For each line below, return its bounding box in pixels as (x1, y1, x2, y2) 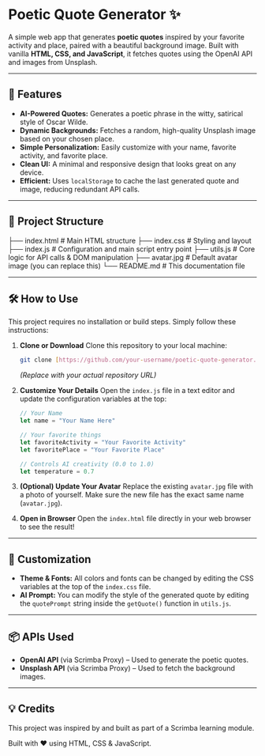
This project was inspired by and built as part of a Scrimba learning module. (8, 723, 255, 732)
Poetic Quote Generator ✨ (8, 6, 181, 24)
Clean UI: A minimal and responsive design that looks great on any (19, 159, 237, 168)
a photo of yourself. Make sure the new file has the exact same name (19, 490, 244, 500)
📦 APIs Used (8, 630, 74, 644)
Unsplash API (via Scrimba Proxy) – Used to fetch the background (19, 663, 235, 673)
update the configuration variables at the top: (19, 394, 167, 404)
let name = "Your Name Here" (19, 417, 116, 425)
